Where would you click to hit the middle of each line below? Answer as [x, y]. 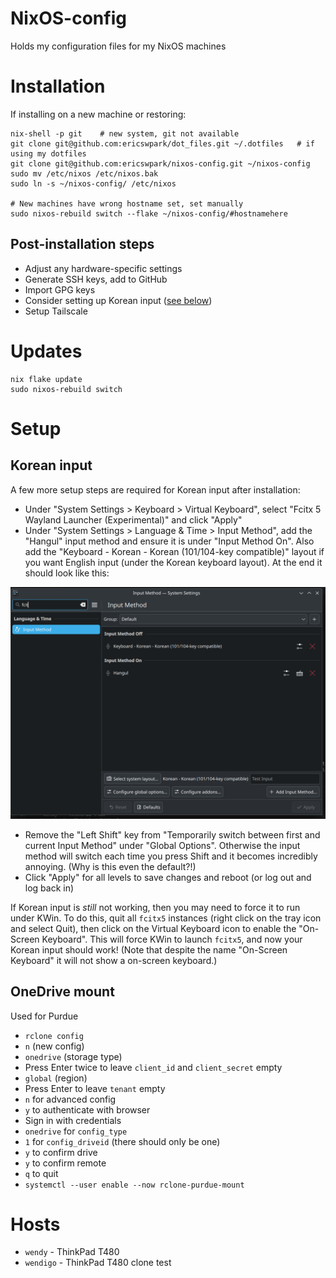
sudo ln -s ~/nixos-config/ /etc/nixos [93, 183]
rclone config [54, 1036]
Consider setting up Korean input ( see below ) [118, 300]
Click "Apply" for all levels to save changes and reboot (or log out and [168, 877]
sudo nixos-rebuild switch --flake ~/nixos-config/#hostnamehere [149, 213]
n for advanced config [70, 1099]
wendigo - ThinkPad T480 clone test [98, 1263]
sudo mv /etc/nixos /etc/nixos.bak [84, 173]
